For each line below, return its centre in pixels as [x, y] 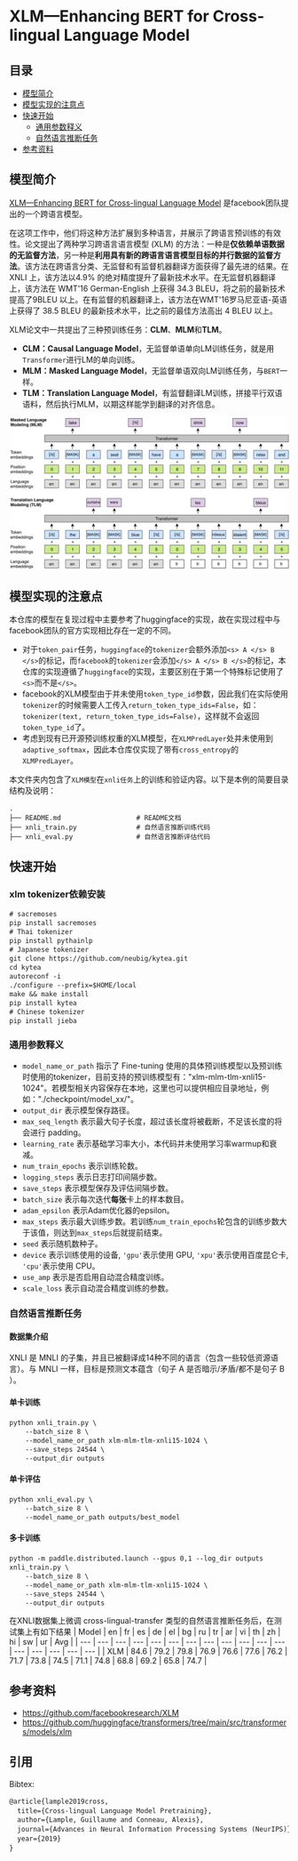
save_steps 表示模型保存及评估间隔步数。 [98, 1188]
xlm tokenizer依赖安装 [57, 894]
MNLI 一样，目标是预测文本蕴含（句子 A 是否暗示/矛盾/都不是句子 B [162, 1369]
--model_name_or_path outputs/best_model [102, 1517]
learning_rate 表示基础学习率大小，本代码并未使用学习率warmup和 [145, 1144]
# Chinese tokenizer [47, 1011]
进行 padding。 [58, 1132]
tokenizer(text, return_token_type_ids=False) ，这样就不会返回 [141, 716]
